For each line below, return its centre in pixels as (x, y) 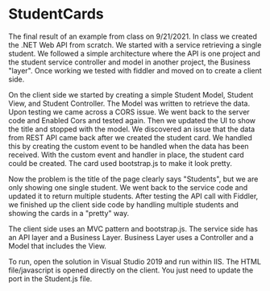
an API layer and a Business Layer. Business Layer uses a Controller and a (131, 237)
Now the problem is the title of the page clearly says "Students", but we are (133, 179)
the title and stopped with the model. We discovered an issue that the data (132, 129)
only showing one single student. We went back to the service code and (128, 187)
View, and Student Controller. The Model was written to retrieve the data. (129, 103)
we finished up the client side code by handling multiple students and (124, 204)
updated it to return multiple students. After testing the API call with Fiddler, (133, 196)
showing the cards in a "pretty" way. (69, 213)
